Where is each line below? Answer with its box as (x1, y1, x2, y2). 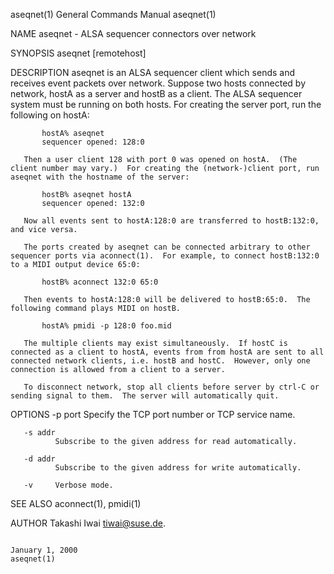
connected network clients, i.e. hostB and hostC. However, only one (10, 356, 311, 366)
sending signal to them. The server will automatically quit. (10, 391, 280, 401)
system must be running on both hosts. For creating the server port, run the (10, 99, 322, 110)
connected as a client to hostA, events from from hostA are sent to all (10, 347, 325, 357)
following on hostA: (10, 109, 90, 121)
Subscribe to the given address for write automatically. (54, 463, 302, 473)
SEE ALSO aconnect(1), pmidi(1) (10, 498, 142, 509)
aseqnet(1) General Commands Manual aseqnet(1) (10, 9, 217, 20)
